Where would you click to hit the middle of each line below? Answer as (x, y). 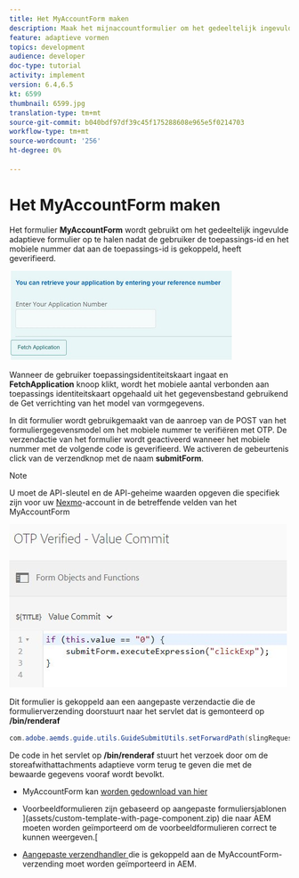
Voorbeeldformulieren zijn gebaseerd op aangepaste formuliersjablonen (154, 808)
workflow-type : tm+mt (49, 132)
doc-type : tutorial (45, 66)
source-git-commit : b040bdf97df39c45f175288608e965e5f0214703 (127, 122)
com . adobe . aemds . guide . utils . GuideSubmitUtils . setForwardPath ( (129, 738)
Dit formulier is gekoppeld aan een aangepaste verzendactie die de (132, 702)
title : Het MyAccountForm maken (69, 19)
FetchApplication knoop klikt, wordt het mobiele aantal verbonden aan (139, 384)
